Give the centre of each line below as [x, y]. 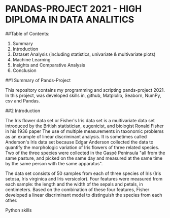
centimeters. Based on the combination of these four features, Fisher [77, 189]
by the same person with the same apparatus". [54, 163]
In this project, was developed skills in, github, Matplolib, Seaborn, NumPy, [83, 95]
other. [11, 200]
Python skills [19, 210]
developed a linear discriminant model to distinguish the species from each [84, 195]
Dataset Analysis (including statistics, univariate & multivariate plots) [84, 54]
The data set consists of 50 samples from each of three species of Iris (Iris [83, 173]
